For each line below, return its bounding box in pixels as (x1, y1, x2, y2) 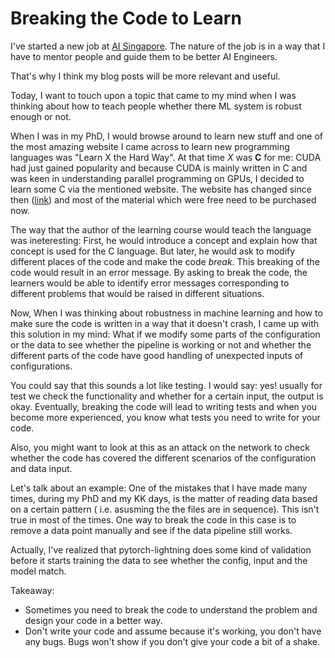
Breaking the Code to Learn (10, 7, 242, 30)
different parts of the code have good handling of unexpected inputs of (10, 349, 304, 361)
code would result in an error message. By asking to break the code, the (10, 266, 308, 278)
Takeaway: (10, 584, 55, 596)
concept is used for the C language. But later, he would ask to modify (10, 245, 296, 257)
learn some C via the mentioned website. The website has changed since (10, 183, 312, 195)
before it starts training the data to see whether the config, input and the (10, 554, 308, 566)
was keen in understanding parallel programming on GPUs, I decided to (10, 172, 305, 184)
